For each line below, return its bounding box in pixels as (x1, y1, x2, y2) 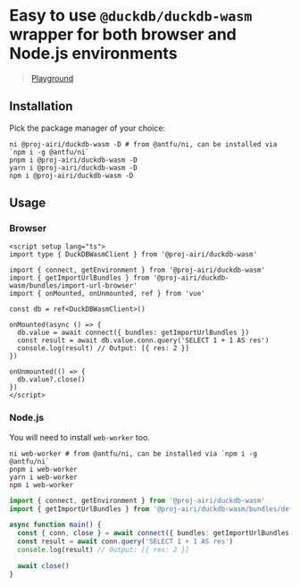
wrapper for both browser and (9, 24, 237, 45)
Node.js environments (9, 44, 178, 63)
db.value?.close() (17, 375, 87, 384)
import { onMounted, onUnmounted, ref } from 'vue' (9, 289, 205, 298)
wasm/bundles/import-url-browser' (9, 281, 138, 290)
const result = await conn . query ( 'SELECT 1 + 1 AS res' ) (17, 537, 234, 546)
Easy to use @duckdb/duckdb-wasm (9, 5, 253, 26)
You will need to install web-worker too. (9, 432, 150, 442)
